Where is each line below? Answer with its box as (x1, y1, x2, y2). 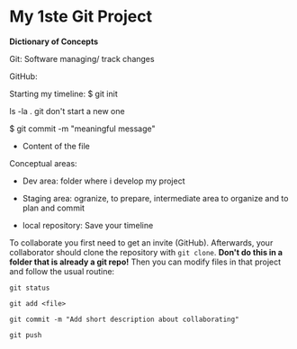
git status (9, 283, 50, 292)
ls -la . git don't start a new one (9, 105, 125, 116)
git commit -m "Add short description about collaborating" (9, 315, 240, 324)
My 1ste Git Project (9, 6, 153, 27)
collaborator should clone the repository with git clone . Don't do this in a (9, 246, 283, 257)
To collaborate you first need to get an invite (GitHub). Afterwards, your (9, 237, 274, 248)
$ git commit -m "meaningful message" (9, 123, 156, 134)
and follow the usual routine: (9, 265, 115, 276)
